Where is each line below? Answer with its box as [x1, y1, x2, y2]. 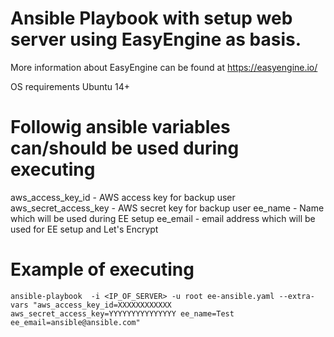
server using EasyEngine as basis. [10, 28, 302, 51]
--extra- [278, 291, 315, 301]
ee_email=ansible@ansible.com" [10, 317, 141, 327]
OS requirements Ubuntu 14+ [10, 80, 131, 92]
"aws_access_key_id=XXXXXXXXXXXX [32, 300, 172, 310]
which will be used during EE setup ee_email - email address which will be [10, 212, 316, 224]
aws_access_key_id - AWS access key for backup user [10, 191, 236, 203]
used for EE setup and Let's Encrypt [10, 223, 159, 235]
